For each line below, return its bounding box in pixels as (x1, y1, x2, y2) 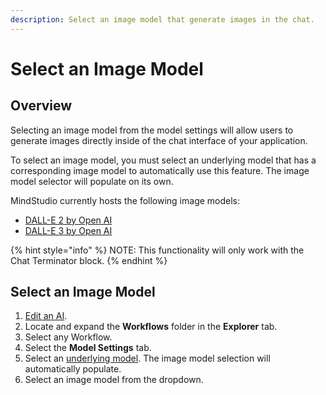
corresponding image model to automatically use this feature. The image (10, 164, 310, 176)
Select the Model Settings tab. (24, 342, 152, 354)
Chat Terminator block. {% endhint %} (10, 254, 168, 266)
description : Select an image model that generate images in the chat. (10, 14, 315, 25)
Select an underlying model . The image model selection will (24, 352, 271, 365)
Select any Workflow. (24, 331, 113, 343)
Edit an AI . (24, 310, 68, 322)
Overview (10, 97, 73, 115)
